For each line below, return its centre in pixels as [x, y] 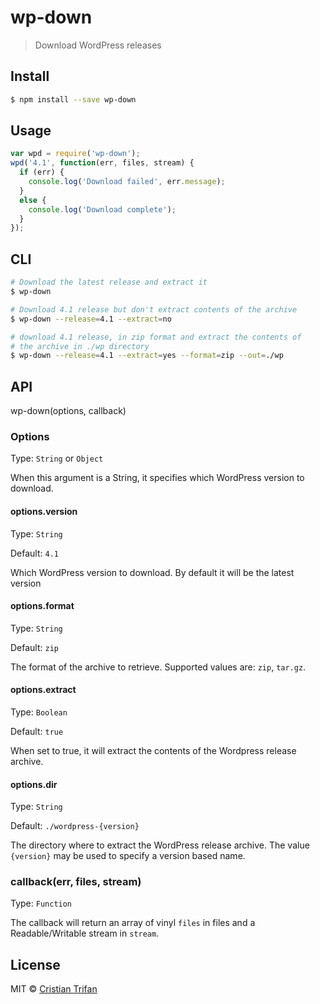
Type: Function [41, 903]
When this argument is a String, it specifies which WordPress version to [157, 478]
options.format [42, 606]
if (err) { [42, 172]
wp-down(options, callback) [68, 411]
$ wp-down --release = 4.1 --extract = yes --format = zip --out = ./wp [147, 356]
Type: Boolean [39, 712]
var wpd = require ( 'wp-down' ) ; [75, 154]
